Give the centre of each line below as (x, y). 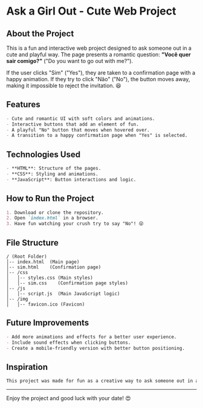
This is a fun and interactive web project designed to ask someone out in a (99, 48)
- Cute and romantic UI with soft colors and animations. (81, 119)
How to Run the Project (50, 199)
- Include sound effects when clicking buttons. (69, 343)
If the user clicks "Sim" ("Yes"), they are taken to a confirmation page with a (101, 73)
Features (23, 105)
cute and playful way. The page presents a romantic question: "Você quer (99, 55)
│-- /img (17, 299)
